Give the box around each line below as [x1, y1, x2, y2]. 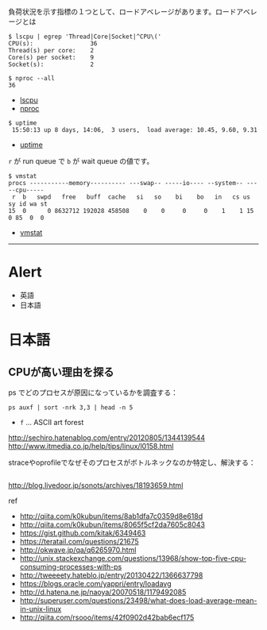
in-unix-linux [19, 604, 62, 613]
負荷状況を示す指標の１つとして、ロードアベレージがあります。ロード [8, 7, 237, 16]
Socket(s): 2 [8, 60, 94, 68]
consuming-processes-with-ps [19, 562, 122, 571]
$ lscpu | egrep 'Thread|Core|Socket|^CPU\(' [8, 33, 161, 41]
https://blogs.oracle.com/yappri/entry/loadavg [19, 578, 172, 588]
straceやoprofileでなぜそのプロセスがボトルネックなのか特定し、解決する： [8, 458, 256, 467]
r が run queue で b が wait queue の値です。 [8, 157, 154, 165]
